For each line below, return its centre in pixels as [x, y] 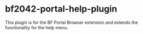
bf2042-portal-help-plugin [61, 9]
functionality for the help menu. [37, 27]
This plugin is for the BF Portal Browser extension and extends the [71, 22]
